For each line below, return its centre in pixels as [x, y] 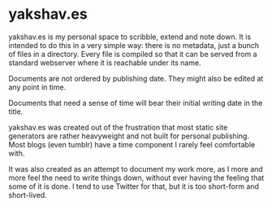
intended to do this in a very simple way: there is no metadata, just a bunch [134, 45]
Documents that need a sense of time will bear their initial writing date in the [136, 103]
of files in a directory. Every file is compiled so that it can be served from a [133, 54]
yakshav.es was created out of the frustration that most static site [118, 127]
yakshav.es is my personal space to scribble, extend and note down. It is [130, 37]
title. [16, 112]
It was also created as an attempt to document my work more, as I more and [136, 169]
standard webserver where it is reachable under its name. [105, 63]
